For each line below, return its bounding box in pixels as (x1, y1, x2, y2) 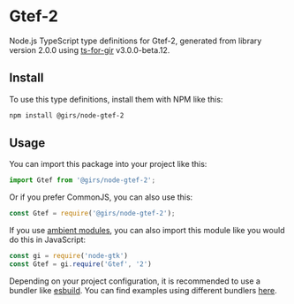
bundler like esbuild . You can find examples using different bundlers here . (9, 285, 278, 295)
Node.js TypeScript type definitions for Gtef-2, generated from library (9, 35, 262, 46)
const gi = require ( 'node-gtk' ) (9, 252, 128, 261)
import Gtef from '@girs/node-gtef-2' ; (9, 176, 156, 185)
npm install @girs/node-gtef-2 (9, 110, 124, 120)
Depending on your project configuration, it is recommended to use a (9, 276, 260, 286)
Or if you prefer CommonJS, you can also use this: (9, 192, 193, 202)
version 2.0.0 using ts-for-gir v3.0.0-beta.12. (9, 44, 170, 55)
